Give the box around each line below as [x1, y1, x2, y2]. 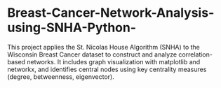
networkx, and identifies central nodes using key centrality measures [7, 65, 207, 73]
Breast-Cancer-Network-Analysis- [7, 5, 215, 21]
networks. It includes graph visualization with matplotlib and [27, 57, 201, 66]
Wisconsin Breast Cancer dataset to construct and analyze [7, 50, 178, 59]
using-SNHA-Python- [7, 20, 137, 36]
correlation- [178, 50, 213, 59]
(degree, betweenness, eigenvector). [7, 72, 114, 81]
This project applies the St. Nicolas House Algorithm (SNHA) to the [7, 43, 200, 51]
